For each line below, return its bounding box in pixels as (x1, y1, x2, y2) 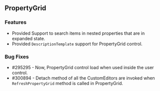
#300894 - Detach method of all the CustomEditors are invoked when (11, 75, 155, 81)
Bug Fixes (4, 53, 29, 60)
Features (4, 19, 27, 26)
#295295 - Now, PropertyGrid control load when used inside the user (11, 64, 155, 70)
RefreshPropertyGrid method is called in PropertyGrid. (11, 80, 123, 86)
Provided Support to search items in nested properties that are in (11, 30, 145, 36)
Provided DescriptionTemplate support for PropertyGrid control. (11, 41, 143, 47)
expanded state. (11, 35, 45, 41)
